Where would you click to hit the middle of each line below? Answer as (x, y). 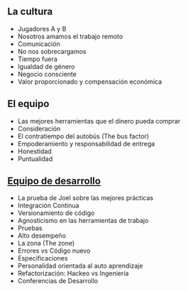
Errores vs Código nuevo (54, 251)
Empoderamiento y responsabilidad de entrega (86, 143)
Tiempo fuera (38, 59)
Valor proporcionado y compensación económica (90, 82)
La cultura (30, 12)
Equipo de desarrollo (54, 181)
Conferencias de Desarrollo (57, 281)
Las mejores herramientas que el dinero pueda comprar (99, 121)
